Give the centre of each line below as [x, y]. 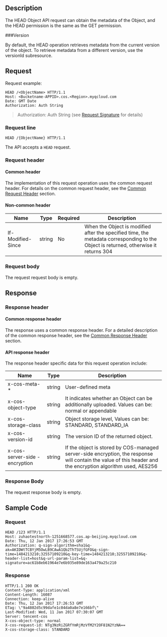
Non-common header [28, 205]
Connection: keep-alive [30, 599]
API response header [27, 352]
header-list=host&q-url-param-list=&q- [46, 559]
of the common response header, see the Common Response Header [76, 336]
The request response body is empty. [43, 492]
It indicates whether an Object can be [109, 399]
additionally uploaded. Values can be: [109, 405]
